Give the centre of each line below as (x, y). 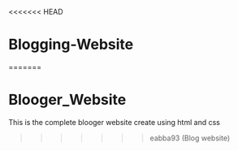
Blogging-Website (71, 45)
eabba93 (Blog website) (190, 138)
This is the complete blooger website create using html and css (115, 122)
